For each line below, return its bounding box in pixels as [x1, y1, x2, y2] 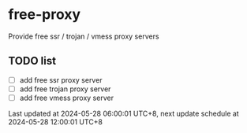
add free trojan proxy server [19, 84, 111, 94]
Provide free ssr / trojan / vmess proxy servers [8, 31, 159, 41]
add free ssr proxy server [19, 75, 103, 84]
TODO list [8, 54, 57, 68]
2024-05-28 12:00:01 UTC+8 [8, 116, 103, 127]
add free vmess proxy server [19, 93, 114, 102]
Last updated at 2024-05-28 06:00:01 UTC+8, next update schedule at [8, 109, 239, 118]
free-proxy [8, 6, 81, 24]
